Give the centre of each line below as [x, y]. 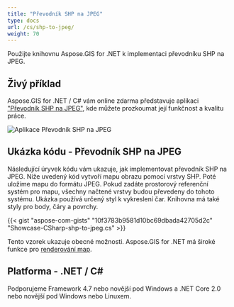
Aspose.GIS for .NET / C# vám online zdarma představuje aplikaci [103, 101]
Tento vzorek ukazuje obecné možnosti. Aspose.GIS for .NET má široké [112, 241]
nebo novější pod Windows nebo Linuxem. [69, 296]
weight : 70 [23, 34]
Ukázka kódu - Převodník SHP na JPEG [95, 152]
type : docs [23, 21]
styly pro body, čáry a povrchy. [53, 206]
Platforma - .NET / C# [56, 271]
